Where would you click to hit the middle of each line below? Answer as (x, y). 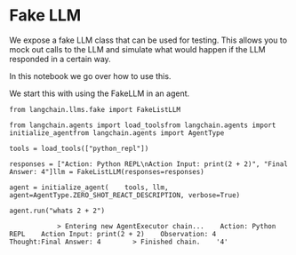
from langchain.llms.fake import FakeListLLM (95, 109)
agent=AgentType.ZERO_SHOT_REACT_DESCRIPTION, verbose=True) (125, 195)
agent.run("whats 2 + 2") (57, 211)
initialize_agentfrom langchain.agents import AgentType (117, 133)
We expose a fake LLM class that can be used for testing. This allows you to (148, 40)
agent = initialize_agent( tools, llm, (89, 187)
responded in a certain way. (60, 59)
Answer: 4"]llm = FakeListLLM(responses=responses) (107, 171)
